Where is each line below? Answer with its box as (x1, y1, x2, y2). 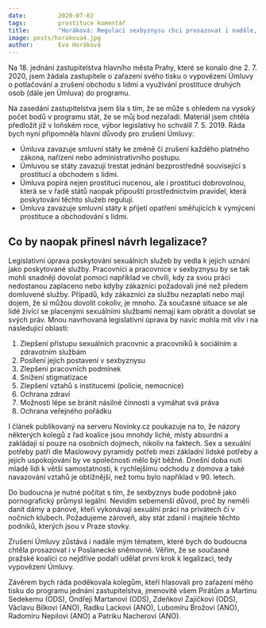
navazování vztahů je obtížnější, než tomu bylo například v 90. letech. (8, 472, 236, 481)
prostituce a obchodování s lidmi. (19, 212, 129, 222)
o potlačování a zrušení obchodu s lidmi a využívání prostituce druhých (8, 80, 241, 90)
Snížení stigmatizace (19, 372, 88, 382)
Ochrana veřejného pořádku (19, 406, 113, 415)
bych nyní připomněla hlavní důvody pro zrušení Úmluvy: (8, 129, 195, 139)
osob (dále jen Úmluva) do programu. (8, 88, 131, 98)
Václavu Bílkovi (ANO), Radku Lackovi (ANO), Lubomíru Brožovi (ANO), (8, 603, 240, 612)
